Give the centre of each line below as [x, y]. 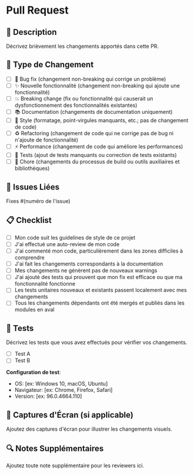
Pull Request [37, 10]
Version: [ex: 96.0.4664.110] [48, 397]
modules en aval [34, 310]
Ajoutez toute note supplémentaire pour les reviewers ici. [75, 465]
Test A [22, 354]
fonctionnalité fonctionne [45, 284]
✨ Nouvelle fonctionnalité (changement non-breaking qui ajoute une [97, 86]
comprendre [30, 258]
